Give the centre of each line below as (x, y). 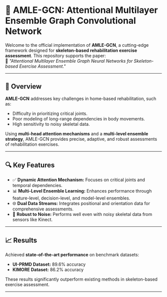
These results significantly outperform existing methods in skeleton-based (82, 279)
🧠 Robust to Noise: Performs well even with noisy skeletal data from (82, 214)
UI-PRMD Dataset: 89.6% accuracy (49, 264)
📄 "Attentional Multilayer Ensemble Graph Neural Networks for (69, 61)
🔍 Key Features (30, 165)
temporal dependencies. (37, 185)
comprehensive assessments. (43, 209)
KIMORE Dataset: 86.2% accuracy (48, 270)
